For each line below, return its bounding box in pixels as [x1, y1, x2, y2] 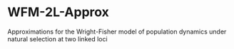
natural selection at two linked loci [7, 34, 108, 43]
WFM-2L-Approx [7, 4, 109, 20]
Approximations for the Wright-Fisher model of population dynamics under [7, 27, 227, 36]
